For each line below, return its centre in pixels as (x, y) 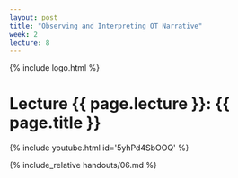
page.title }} (55, 123)
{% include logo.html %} (55, 68)
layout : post (34, 17)
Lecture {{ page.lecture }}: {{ (120, 104)
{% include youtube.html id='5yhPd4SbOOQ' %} (99, 148)
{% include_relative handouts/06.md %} (83, 165)
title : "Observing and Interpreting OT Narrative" (106, 26)
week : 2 (24, 34)
